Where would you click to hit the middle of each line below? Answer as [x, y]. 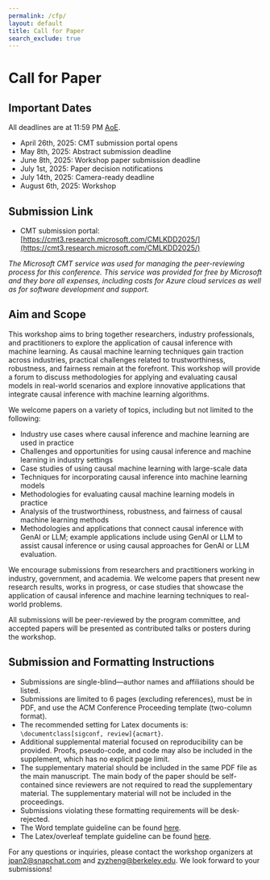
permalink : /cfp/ [37, 16]
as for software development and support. [79, 289]
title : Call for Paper [46, 31]
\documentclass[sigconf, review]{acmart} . [91, 733]
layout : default [35, 23]
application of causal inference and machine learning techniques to [120, 595]
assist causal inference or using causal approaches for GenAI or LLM [135, 545]
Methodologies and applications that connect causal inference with [132, 528]
